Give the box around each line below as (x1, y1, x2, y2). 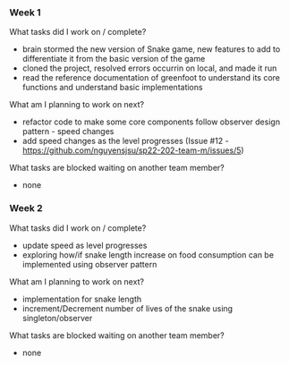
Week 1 (9, 6, 42, 19)
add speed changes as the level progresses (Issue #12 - (21, 136, 230, 147)
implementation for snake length (21, 293, 141, 304)
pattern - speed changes (21, 126, 115, 137)
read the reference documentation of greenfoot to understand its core (21, 72, 280, 83)
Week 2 (9, 202, 43, 215)
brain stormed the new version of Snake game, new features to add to (21, 44, 281, 55)
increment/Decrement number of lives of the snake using (21, 302, 234, 314)
